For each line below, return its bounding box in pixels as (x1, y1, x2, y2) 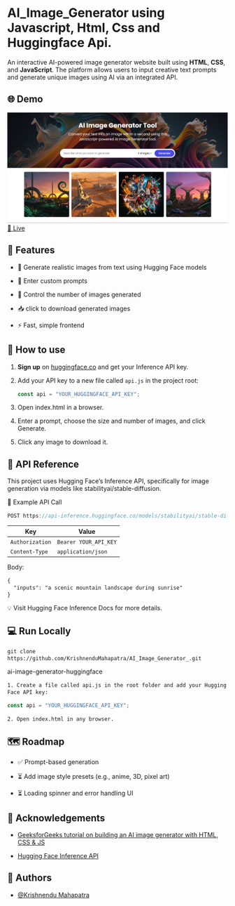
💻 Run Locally (7, 625, 71, 637)
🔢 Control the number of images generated (17, 290, 141, 298)
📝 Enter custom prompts (17, 276, 87, 285)
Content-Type (10, 549, 48, 556)
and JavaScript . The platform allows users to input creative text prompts (7, 65, 217, 74)
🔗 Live (7, 223, 26, 232)
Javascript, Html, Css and (7, 20, 161, 36)
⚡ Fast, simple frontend (17, 321, 85, 329)
